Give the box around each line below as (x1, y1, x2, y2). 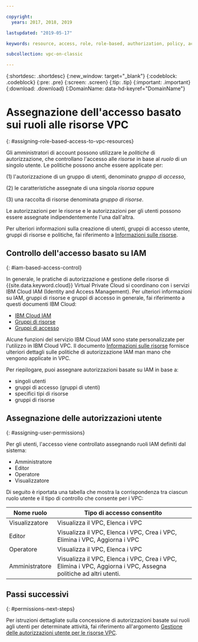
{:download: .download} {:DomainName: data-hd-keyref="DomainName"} (6, 85, 186, 92)
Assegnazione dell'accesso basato (6, 106, 181, 119)
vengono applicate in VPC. (6, 354, 71, 361)
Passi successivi (6, 590, 69, 600)
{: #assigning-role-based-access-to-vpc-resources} (6, 138, 134, 145)
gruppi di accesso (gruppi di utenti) (14, 384, 101, 391)
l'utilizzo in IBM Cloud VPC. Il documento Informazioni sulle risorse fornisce (6, 342, 190, 349)
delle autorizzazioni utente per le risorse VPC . (6, 629, 118, 636)
